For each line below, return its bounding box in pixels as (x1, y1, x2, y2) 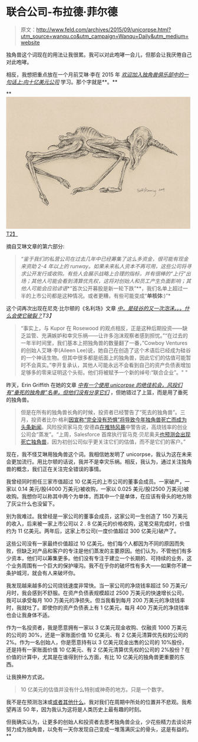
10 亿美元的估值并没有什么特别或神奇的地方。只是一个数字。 (20, 685, 167, 693)
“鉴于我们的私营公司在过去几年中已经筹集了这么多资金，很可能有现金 (20, 255, 189, 262)
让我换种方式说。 (6, 673, 48, 680)
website (20, 39, 40, 46)
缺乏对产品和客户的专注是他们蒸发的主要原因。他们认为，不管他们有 (21, 547, 187, 554)
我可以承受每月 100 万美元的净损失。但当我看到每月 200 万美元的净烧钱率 (6, 596, 186, 603)
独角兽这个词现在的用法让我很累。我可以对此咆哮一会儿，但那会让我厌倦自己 (6, 51, 192, 58)
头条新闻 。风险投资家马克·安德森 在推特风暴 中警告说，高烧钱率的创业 (20, 423, 187, 431)
